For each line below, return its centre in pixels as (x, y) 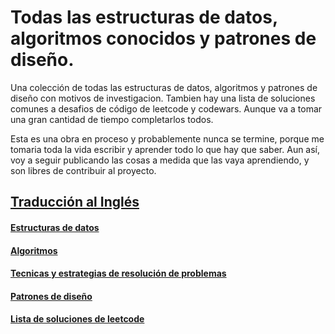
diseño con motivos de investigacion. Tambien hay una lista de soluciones (163, 98)
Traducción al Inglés (75, 202)
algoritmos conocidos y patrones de (163, 38)
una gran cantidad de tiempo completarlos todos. (112, 119)
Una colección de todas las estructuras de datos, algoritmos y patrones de (164, 87)
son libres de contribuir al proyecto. (83, 170)
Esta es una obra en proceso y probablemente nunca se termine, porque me (167, 138)
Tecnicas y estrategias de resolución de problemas (118, 273)
